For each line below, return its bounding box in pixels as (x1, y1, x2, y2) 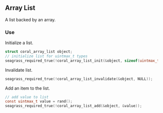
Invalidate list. (5, 67, 33, 73)
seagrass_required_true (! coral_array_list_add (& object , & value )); (5, 104, 142, 109)
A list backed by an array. (5, 16, 56, 22)
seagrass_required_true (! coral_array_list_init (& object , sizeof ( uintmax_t (5, 58, 160, 63)
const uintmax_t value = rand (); (5, 99, 73, 104)
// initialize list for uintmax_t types (5, 53, 88, 59)
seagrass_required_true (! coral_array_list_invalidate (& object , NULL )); (5, 76, 153, 81)
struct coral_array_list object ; (5, 49, 73, 54)
